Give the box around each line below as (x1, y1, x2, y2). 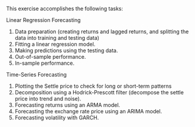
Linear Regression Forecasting (6, 17, 81, 23)
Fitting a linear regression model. (14, 41, 96, 47)
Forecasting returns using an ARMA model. (14, 101, 121, 109)
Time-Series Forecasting (6, 71, 67, 78)
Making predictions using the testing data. (14, 47, 118, 54)
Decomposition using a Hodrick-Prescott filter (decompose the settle (14, 89, 184, 96)
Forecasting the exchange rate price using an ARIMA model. (14, 108, 162, 115)
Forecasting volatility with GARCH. (14, 114, 99, 121)
